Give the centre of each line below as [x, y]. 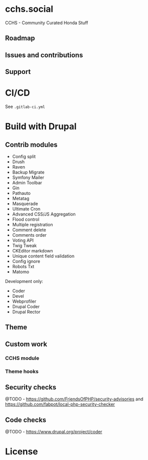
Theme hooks [22, 371]
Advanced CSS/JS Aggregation [44, 214]
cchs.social [29, 9]
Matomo [21, 272]
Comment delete [29, 230]
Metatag [21, 199]
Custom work [26, 344]
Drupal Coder [26, 307]
